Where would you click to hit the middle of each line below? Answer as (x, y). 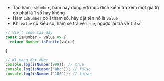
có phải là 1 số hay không (39, 13)
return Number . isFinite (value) (42, 42)
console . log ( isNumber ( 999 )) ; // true (45, 65)
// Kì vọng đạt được (27, 60)
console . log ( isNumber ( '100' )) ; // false (48, 74)
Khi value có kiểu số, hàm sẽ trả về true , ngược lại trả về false (77, 23)
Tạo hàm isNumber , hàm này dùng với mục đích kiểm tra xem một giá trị (86, 8)
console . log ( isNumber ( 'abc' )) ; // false (48, 69)
